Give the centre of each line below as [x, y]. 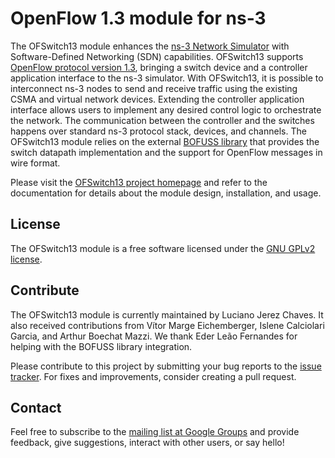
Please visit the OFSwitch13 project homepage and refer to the [139, 182]
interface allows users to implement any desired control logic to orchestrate [166, 109]
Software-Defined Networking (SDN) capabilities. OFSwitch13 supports [157, 56]
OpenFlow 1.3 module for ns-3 [138, 18]
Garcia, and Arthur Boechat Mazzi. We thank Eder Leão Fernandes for [154, 336]
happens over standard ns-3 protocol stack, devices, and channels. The [158, 131]
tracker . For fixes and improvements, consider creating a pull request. [153, 376]
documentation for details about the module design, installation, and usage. [166, 193]
